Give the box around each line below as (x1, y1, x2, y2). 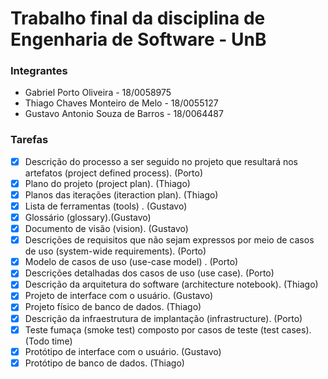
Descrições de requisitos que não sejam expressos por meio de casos (24, 234, 315, 246)
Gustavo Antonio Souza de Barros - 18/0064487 (24, 108, 224, 120)
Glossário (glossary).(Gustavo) (24, 212, 152, 224)
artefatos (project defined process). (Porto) (24, 167, 203, 179)
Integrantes (10, 64, 68, 78)
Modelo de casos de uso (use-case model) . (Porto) (24, 256, 239, 268)
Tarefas (10, 133, 49, 147)
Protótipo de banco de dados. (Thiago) (24, 357, 185, 369)
